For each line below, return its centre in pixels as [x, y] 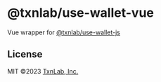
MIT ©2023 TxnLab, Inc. [43, 71]
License [25, 54]
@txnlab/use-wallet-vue [81, 13]
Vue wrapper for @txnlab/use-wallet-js [64, 32]
